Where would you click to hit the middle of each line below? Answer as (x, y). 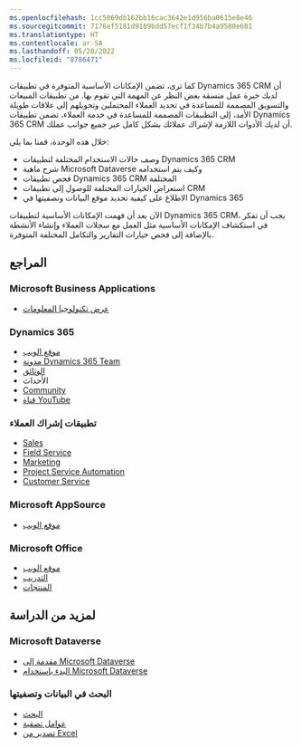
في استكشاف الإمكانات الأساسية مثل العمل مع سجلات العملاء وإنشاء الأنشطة (139, 225)
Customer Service (56, 482)
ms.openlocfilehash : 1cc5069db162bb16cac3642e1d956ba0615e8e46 (131, 18)
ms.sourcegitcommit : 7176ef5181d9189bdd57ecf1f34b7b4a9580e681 (131, 26)
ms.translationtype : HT (54, 34)
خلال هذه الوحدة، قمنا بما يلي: (59, 142)
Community (44, 389)
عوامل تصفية (44, 723)
